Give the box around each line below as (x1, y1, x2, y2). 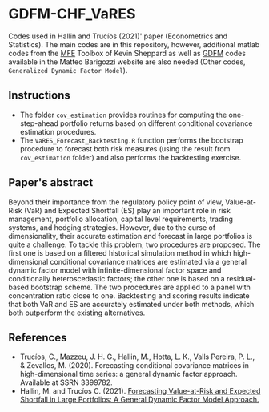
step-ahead (19, 118, 58, 128)
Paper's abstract (8, 176, 94, 189)
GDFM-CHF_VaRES (8, 5, 136, 23)
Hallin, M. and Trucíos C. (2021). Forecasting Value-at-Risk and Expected (19, 386, 261, 396)
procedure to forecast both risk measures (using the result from (19, 143, 231, 153)
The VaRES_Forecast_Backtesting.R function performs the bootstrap (19, 135, 243, 145)
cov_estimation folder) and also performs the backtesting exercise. (19, 152, 242, 162)
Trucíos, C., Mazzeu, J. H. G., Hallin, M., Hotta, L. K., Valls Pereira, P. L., (19, 352, 255, 362)
